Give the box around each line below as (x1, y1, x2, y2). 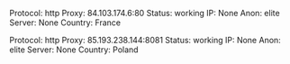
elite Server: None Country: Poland (9, 44, 139, 55)
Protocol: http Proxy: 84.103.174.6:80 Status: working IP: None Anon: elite (9, 8, 281, 18)
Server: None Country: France (9, 17, 122, 28)
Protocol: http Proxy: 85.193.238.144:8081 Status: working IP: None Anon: (9, 35, 281, 45)
